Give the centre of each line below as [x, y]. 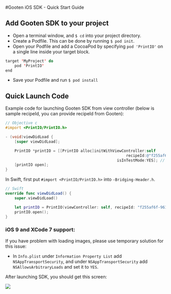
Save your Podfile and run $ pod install [55, 80]
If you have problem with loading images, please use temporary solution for [84, 241]
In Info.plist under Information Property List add [67, 256]
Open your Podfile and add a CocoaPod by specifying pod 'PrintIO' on [88, 46]
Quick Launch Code [37, 96]
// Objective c [21, 123]
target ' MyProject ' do [29, 61]
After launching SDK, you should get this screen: [56, 277]
